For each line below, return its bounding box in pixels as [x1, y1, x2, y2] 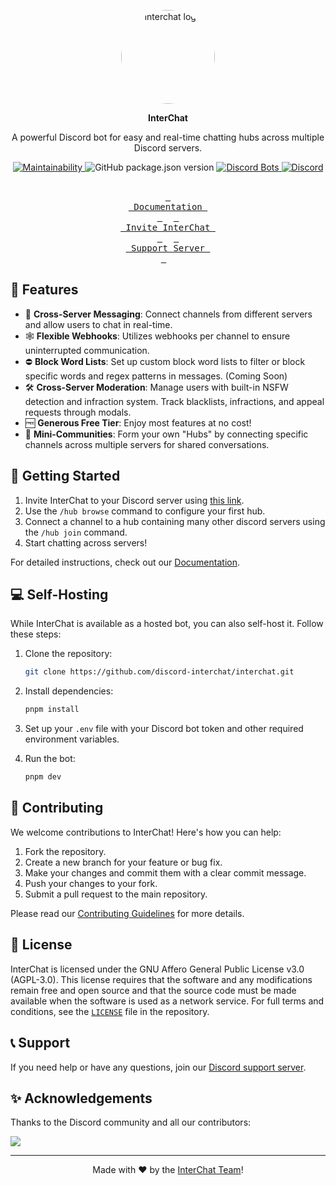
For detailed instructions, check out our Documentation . [10, 556, 240, 568]
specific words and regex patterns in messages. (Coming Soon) [24, 370, 288, 382]
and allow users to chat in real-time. [24, 318, 173, 330]
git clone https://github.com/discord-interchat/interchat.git [24, 667, 295, 677]
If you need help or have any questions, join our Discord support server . [10, 1061, 307, 1073]
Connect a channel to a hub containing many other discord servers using [24, 515, 326, 527]
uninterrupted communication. [24, 344, 150, 356]
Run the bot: [24, 753, 76, 765]
